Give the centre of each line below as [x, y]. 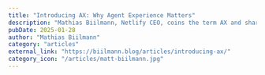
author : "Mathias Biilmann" [54, 37]
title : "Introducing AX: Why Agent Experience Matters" [102, 15]
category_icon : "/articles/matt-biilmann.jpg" [86, 59]
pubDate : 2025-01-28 [42, 30]
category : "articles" [44, 45]
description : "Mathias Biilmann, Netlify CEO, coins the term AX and [125, 23]
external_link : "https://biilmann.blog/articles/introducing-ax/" [119, 52]
